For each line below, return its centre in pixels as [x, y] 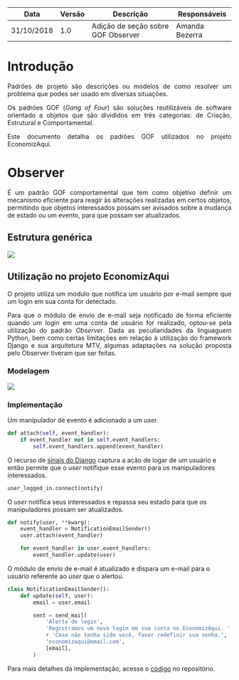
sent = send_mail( [60, 615]
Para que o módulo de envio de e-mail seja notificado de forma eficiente [119, 315]
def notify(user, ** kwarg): [49, 522]
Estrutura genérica [50, 238]
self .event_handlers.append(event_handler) [98, 446]
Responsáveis [202, 14]
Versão [73, 14]
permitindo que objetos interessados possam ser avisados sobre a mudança [119, 207]
